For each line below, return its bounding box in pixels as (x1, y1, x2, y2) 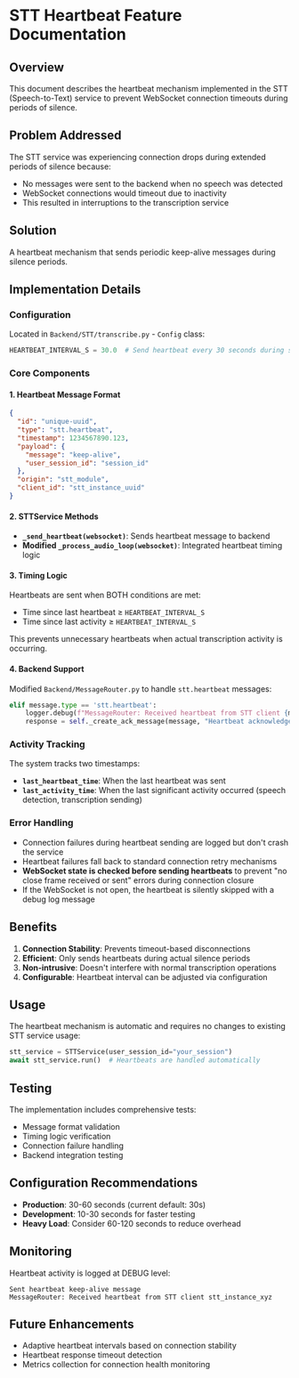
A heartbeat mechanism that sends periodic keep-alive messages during (9, 247, 276, 257)
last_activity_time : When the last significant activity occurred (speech (21, 785, 287, 796)
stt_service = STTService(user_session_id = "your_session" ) (9, 1048, 233, 1057)
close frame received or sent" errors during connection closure (21, 874, 255, 886)
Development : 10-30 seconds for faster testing (21, 1208, 196, 1220)
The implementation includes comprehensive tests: (9, 1104, 197, 1115)
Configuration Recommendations (9, 1176, 198, 1191)
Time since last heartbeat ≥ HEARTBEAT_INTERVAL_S (21, 607, 206, 618)
